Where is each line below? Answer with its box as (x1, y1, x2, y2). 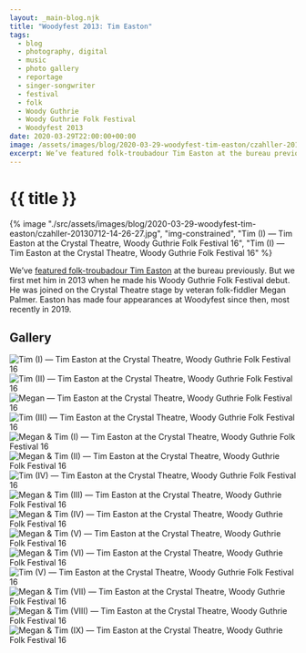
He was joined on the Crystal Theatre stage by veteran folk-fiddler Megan (9, 284, 287, 295)
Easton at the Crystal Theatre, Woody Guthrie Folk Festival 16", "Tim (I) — (9, 238, 285, 249)
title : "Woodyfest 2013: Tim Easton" (9, 22, 153, 31)
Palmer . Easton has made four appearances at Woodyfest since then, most (9, 293, 290, 305)
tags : (9, 30, 30, 39)
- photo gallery (17, 65, 79, 74)
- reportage (17, 73, 64, 82)
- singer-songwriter (17, 81, 96, 90)
